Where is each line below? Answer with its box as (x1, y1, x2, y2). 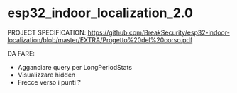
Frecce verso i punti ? (17, 77, 82, 86)
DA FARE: (7, 49, 35, 58)
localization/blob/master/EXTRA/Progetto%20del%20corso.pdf (7, 35, 193, 44)
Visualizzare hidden (17, 70, 76, 79)
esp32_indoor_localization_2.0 (7, 5, 194, 21)
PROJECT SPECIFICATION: (7, 28, 87, 37)
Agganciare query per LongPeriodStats (17, 63, 133, 71)
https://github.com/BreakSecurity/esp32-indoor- (87, 28, 231, 37)
